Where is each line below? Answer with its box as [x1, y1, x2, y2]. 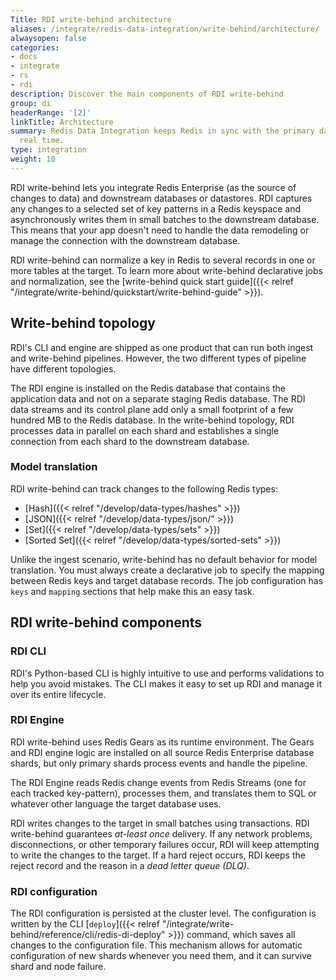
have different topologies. [10, 362, 117, 375]
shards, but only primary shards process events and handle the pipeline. [10, 757, 308, 769]
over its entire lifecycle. [10, 688, 107, 700]
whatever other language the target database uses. [10, 797, 222, 810]
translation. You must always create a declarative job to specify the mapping [10, 564, 325, 576]
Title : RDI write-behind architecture [10, 14, 172, 25]
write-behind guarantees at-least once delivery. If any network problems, [10, 827, 313, 840]
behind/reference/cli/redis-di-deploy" [10, 929, 166, 941]
